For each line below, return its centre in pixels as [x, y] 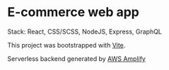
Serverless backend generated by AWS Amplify [77, 58]
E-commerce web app [73, 12]
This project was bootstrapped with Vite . [66, 45]
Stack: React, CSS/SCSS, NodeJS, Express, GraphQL [85, 31]
